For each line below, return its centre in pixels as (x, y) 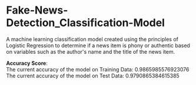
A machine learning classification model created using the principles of (92, 39)
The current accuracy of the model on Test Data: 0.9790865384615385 (93, 76)
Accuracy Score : (27, 63)
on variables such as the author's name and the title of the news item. (91, 51)
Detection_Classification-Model (85, 23)
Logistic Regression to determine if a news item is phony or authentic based (98, 45)
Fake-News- (37, 10)
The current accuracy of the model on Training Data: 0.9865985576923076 (98, 69)
